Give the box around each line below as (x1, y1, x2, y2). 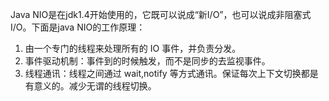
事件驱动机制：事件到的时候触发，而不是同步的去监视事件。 (24, 55, 271, 67)
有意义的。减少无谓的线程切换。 (24, 80, 157, 92)
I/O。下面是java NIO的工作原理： (10, 21, 146, 33)
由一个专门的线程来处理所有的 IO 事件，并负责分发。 (24, 43, 242, 54)
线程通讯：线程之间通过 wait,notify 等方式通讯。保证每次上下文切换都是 (24, 68, 319, 79)
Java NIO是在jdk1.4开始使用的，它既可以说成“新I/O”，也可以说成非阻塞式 (10, 9, 312, 20)
